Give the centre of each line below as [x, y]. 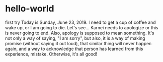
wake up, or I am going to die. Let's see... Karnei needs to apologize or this [82, 27]
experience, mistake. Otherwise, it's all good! [51, 54]
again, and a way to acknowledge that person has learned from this [74, 49]
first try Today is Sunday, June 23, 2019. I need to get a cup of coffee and [81, 22]
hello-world [30, 9]
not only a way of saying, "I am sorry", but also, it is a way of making [75, 38]
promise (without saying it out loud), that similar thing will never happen [78, 43]
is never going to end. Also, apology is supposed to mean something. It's [80, 33]
